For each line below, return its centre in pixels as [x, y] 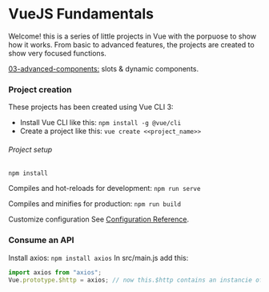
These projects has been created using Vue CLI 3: [91, 107]
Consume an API [41, 240]
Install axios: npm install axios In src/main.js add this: [98, 258]
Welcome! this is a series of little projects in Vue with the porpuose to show [132, 36]
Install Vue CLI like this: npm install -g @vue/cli [100, 123]
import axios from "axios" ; [55, 272]
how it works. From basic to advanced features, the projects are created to [131, 44]
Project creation [40, 89]
